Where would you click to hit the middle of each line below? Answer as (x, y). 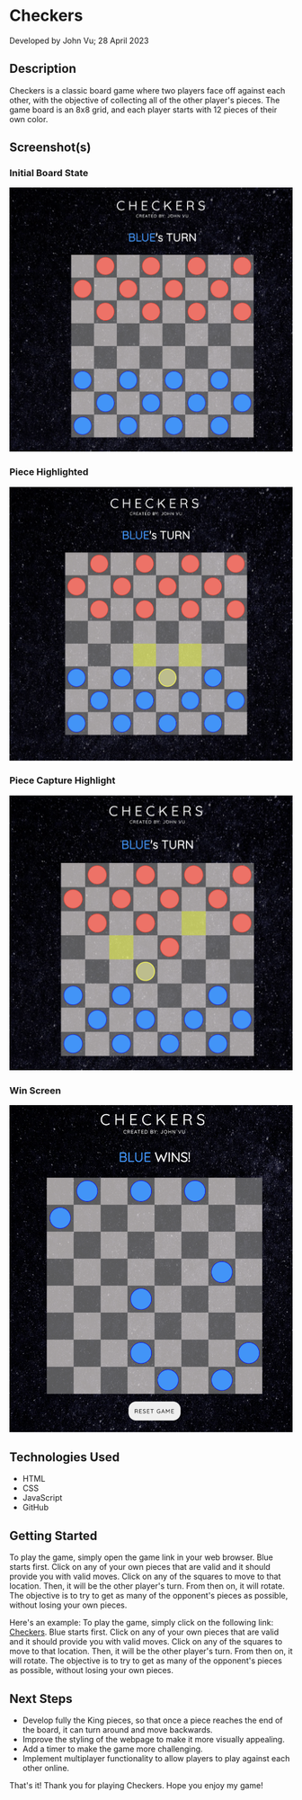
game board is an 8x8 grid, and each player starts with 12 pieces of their (143, 110)
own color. (29, 119)
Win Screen (35, 1091)
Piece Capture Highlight (62, 780)
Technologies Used (64, 1457)
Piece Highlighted (49, 472)
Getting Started (53, 1535)
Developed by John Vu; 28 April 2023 (79, 40)
